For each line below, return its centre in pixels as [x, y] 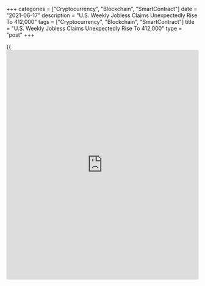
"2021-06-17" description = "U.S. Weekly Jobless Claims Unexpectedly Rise [102, 15]
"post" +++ [20, 35]
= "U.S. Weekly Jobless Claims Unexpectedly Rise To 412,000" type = [94, 28]
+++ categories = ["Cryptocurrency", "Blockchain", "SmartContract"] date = [102, 9]
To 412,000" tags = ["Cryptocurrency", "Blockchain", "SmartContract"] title [100, 22]
